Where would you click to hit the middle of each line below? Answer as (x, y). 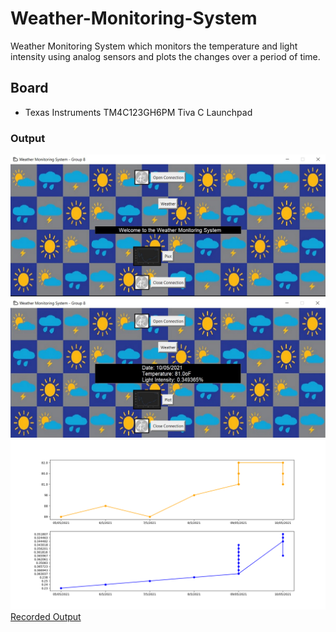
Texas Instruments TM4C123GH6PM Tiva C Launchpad (138, 112)
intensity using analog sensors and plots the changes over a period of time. (165, 56)
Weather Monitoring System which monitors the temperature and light (154, 46)
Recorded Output (46, 616)
